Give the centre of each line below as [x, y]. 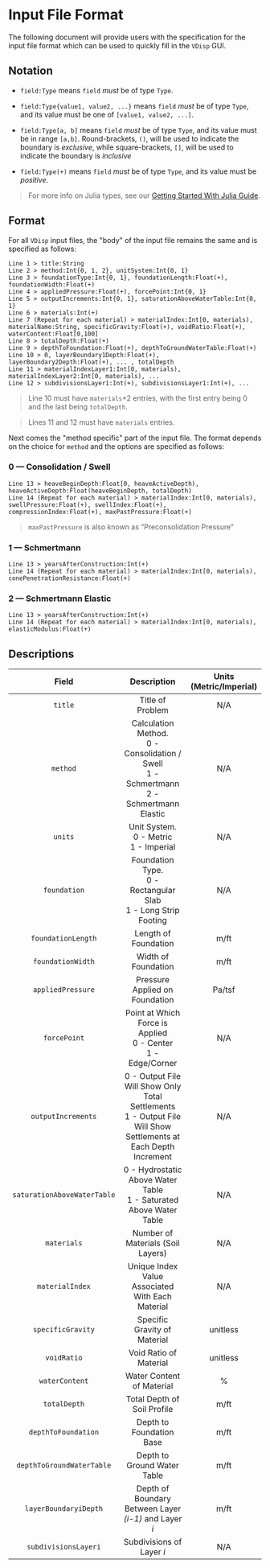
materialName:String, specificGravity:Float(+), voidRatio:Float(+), [127, 327]
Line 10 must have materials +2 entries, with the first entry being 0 [137, 398]
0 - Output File [153, 1076]
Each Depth [153, 1146]
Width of [153, 957]
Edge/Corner [153, 1064]
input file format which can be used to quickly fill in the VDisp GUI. [117, 45]
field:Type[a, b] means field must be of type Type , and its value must [138, 130]
